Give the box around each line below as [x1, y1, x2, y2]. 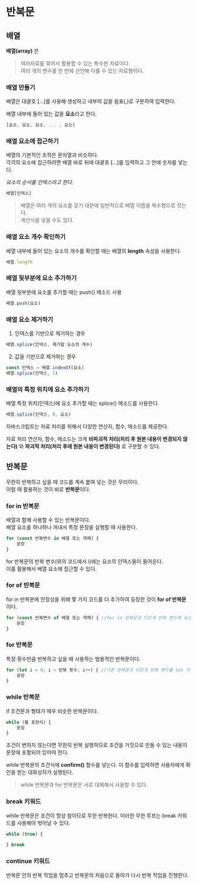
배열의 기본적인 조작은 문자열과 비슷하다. [6, 151, 98, 159]
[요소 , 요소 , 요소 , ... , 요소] [6, 122, 75, 128]
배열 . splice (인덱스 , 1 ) [6, 370, 58, 376]
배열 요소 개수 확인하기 [6, 233, 66, 241]
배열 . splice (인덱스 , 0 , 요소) [6, 411, 72, 417]
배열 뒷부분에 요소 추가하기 [6, 274, 77, 283]
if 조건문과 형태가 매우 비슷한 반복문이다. [6, 707, 98, 714]
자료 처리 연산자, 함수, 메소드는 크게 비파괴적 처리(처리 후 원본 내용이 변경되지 [6, 435, 182, 442]
